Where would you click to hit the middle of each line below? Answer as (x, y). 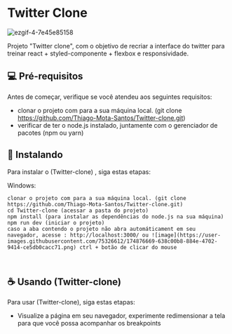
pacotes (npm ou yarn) (50, 133)
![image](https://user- (186, 235)
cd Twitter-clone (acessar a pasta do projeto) (78, 211)
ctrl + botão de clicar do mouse (128, 247)
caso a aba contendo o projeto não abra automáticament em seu (102, 229)
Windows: (22, 185)
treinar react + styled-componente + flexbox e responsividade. (98, 53)
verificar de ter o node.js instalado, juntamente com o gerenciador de (117, 125)
